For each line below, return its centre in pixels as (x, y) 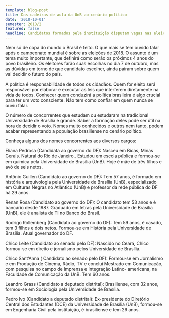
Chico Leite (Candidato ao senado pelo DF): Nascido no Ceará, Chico (77, 243)
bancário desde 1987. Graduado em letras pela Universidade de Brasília (79, 208)
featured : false (22, 29)
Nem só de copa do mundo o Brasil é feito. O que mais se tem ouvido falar (82, 48)
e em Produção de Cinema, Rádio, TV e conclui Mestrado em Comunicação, (84, 264)
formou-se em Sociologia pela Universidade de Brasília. (63, 289)
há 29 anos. (18, 192)
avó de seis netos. (24, 167)
